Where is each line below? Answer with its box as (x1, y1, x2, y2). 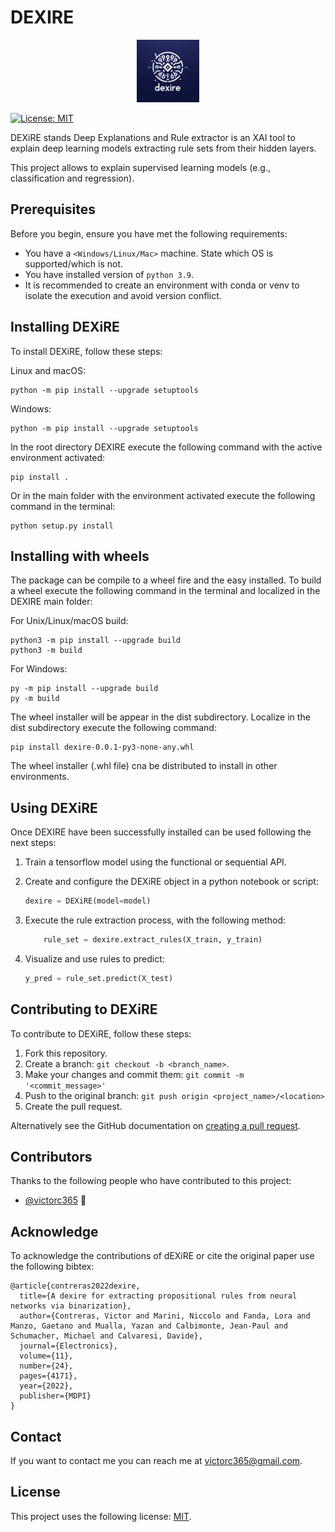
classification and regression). (10, 172, 135, 184)
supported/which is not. (24, 257, 124, 270)
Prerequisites (10, 201, 96, 218)
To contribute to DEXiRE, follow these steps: (10, 1027, 192, 1040)
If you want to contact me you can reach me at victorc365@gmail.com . (10, 1455, 303, 1467)
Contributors (10, 1149, 93, 1166)
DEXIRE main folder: (10, 596, 93, 608)
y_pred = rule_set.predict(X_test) (24, 973, 174, 983)
